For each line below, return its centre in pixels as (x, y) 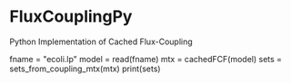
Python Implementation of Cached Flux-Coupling (101, 41)
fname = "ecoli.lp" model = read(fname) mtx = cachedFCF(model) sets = (146, 59)
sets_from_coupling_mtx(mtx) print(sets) (85, 69)
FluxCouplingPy (71, 17)
